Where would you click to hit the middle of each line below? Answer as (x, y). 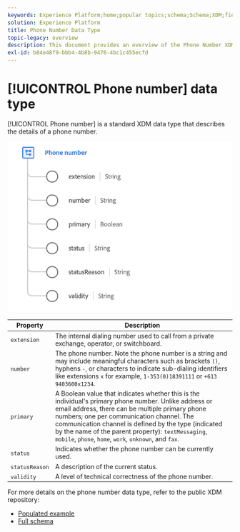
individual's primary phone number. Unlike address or (134, 401)
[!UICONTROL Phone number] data (112, 89)
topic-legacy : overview (43, 38)
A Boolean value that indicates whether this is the (127, 393)
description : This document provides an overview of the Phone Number (115, 45)
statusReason (30, 467)
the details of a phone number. (52, 131)
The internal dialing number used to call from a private (134, 336)
